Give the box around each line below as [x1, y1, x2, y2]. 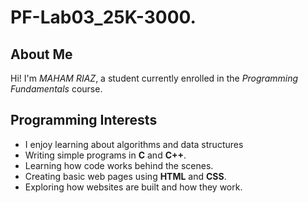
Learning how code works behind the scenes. [24, 159, 214, 171]
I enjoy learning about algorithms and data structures [24, 138, 244, 150]
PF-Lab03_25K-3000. [10, 6, 197, 29]
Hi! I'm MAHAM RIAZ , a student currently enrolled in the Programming [10, 72, 299, 84]
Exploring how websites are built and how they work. [24, 181, 243, 193]
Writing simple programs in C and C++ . [24, 149, 187, 161]
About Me [10, 46, 73, 63]
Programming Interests [10, 112, 158, 129]
